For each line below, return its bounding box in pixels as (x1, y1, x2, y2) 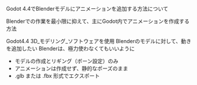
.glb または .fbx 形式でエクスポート (14, 73, 100, 79)
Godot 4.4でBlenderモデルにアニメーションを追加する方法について (6, 5, 169, 12)
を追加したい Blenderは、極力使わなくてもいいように (6, 45, 135, 52)
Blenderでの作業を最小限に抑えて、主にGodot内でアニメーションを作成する (6, 18, 190, 25)
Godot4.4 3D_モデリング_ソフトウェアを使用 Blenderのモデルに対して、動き (6, 38, 192, 44)
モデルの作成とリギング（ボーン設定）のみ (14, 58, 119, 64)
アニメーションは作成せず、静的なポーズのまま (14, 65, 128, 72)
